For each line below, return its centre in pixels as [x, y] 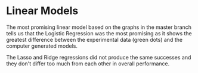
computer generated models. [42, 46]
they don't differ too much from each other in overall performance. [88, 64]
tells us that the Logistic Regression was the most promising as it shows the [99, 33]
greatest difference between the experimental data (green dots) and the [95, 39]
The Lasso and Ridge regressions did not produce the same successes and [99, 57]
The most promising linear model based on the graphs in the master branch [99, 27]
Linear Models [42, 11]
